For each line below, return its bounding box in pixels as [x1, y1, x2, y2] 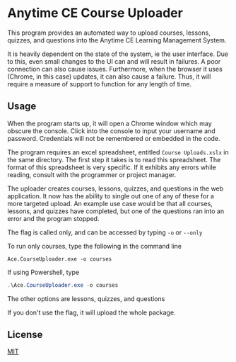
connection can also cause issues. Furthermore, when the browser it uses [7, 64, 223, 73]
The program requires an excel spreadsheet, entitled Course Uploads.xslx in [7, 147, 230, 157]
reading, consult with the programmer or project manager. [7, 170, 177, 179]
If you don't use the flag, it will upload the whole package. [7, 308, 176, 317]
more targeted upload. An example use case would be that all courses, [7, 199, 213, 208]
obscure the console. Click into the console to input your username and [7, 126, 216, 135]
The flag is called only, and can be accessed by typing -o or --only [7, 228, 203, 237]
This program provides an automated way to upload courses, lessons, [7, 28, 211, 37]
